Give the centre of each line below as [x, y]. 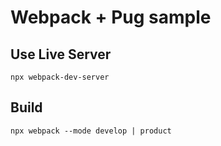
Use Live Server [61, 54]
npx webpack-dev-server [60, 77]
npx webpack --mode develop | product [91, 131]
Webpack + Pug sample [111, 17]
